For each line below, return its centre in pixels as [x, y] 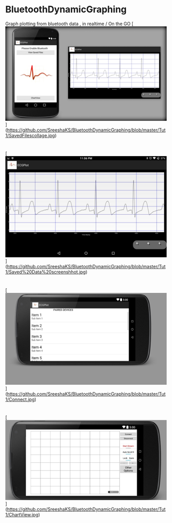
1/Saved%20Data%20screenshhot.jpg [46, 272]
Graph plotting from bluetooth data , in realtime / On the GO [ [69, 24]
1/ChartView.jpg [22, 515]
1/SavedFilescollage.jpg [30, 136]
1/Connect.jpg [20, 399]
